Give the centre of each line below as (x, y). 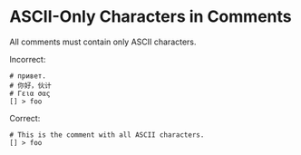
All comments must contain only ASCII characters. (103, 42)
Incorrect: (28, 59)
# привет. (28, 76)
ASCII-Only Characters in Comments (150, 17)
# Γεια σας (30, 93)
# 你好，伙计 (30, 85)
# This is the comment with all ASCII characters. (107, 135)
